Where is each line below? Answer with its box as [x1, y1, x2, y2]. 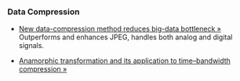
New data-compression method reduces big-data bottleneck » [18, 24, 221, 34]
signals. [18, 41, 45, 50]
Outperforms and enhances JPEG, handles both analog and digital [18, 32, 233, 42]
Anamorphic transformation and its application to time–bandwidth [18, 56, 231, 65]
